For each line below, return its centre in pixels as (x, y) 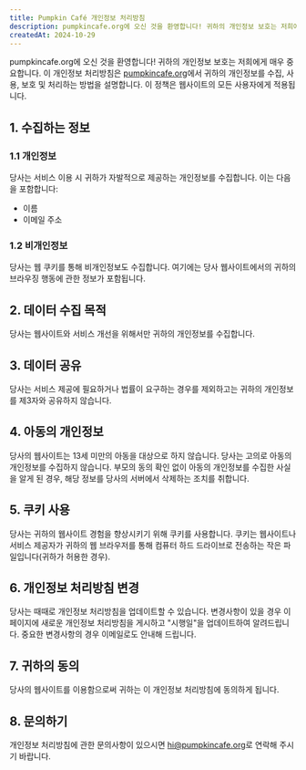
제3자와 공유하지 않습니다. (65, 400)
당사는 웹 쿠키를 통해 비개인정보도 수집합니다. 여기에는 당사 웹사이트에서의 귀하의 (153, 267)
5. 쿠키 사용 (40, 510)
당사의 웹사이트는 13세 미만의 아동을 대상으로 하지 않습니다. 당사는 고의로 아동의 (151, 455)
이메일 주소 (42, 220)
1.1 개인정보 (33, 156)
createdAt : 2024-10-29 (52, 35)
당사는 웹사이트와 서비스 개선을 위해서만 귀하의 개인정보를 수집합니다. (132, 334)
